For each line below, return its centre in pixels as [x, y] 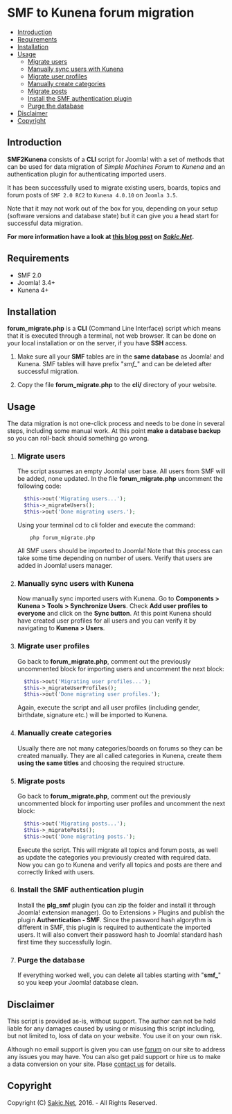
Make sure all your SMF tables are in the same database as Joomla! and [121, 357]
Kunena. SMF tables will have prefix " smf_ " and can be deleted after [114, 364]
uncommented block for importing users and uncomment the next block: [121, 669]
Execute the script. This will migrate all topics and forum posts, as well [117, 850]
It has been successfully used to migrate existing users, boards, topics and [114, 187]
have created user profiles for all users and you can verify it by [107, 621]
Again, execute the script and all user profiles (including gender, [109, 707]
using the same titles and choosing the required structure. [101, 763]
